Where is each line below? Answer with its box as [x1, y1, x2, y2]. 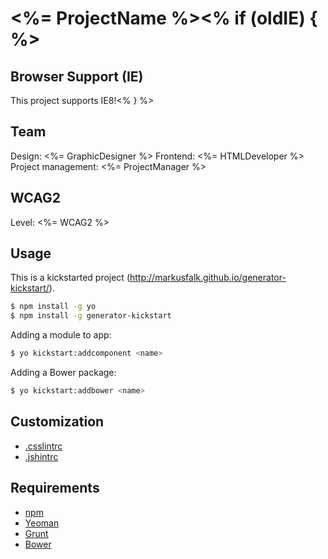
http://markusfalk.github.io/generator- [129, 272, 287, 284]
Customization [10, 413, 105, 431]
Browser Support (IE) [10, 68, 144, 85]
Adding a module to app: [10, 329, 112, 341]
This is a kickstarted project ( [10, 272, 130, 284]
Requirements [10, 480, 100, 497]
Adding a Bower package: [10, 367, 117, 379]
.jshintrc [24, 450, 59, 462]
